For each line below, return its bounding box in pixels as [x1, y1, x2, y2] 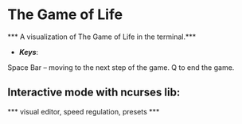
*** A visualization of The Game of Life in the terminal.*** [7, 32, 197, 41]
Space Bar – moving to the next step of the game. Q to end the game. [7, 62, 235, 72]
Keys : [18, 47, 39, 56]
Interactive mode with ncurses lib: [7, 86, 181, 99]
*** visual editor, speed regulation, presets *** [7, 107, 160, 116]
